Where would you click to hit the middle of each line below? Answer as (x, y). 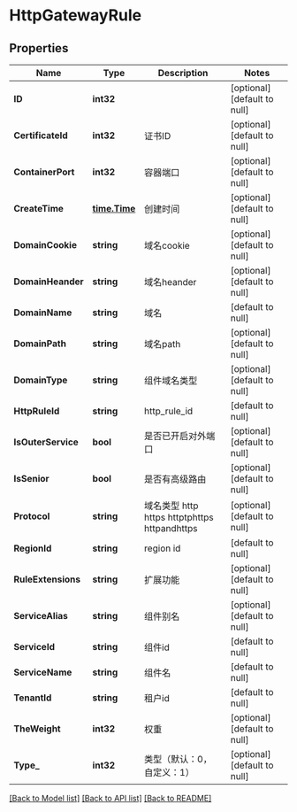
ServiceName (43, 672)
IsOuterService (46, 442)
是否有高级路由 (175, 479)
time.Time (114, 209)
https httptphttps (179, 517)
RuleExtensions (47, 579)
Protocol (32, 516)
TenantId (33, 698)
